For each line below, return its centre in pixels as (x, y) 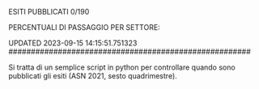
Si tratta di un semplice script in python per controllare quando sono (122, 67)
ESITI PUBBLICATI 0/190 (49, 12)
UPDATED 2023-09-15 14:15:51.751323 (73, 43)
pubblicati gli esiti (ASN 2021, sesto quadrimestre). (93, 76)
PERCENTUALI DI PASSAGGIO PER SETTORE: (84, 27)
